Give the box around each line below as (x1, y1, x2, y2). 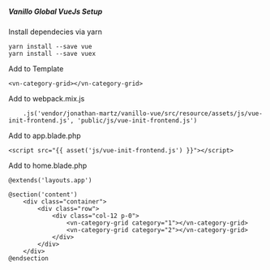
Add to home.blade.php (8, 161, 88, 170)
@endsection (8, 254, 49, 263)
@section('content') (8, 191, 79, 199)
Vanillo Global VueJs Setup (8, 6, 103, 16)
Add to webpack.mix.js (8, 93, 85, 103)
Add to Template (8, 63, 64, 73)
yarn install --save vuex (8, 49, 96, 58)
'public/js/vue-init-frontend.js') (77, 116, 198, 125)
